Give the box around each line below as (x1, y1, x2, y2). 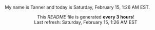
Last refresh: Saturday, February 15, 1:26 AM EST (34, 19, 138, 25)
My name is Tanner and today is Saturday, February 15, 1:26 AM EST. (5, 4, 150, 10)
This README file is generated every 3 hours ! (37, 14, 134, 19)
